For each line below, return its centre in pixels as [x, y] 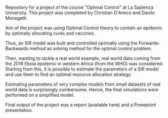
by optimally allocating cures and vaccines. [50, 33]
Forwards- [149, 43]
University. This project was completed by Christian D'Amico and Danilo [80, 13]
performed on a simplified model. [40, 95]
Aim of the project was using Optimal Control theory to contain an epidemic [84, 28]
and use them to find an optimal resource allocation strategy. [69, 74]
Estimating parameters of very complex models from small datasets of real [83, 84]
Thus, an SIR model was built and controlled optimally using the [71, 43]
